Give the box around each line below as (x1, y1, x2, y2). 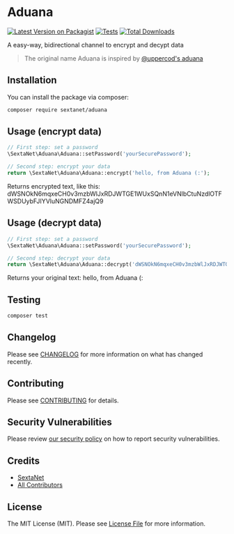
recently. (7, 357, 33, 366)
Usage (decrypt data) (7, 217, 102, 229)
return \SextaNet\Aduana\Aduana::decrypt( (7, 261, 132, 268)
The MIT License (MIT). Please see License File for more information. (7, 519, 205, 528)
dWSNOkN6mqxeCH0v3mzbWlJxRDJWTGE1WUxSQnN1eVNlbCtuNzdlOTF (7, 189, 222, 198)
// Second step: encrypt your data (7, 163, 111, 171)
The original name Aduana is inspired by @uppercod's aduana (24, 54, 203, 63)
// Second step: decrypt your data (7, 255, 111, 262)
